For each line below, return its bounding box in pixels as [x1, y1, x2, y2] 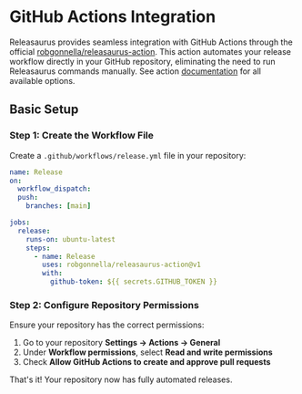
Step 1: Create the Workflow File [9, 130, 155, 142]
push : [17, 193, 39, 202]
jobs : [9, 218, 30, 227]
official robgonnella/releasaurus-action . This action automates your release [9, 46, 291, 57]
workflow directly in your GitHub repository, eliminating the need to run [9, 56, 276, 67]
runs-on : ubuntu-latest [25, 234, 116, 244]
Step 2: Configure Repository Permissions [9, 298, 200, 311]
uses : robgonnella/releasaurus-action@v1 [42, 260, 202, 270]
